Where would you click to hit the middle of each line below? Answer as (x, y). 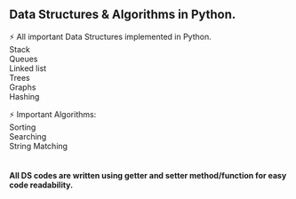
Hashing (24, 96)
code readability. (41, 185)
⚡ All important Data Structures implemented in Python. (110, 36)
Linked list (28, 68)
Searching (28, 136)
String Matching (39, 146)
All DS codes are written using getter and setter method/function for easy (148, 176)
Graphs (23, 87)
